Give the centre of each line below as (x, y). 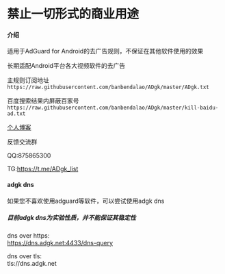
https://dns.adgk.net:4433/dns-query (60, 242)
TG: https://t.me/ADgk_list (43, 169)
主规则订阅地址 (28, 80)
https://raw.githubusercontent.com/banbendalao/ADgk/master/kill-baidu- (113, 108)
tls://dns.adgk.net (32, 263)
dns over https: (28, 235)
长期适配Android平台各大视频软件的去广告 (66, 66)
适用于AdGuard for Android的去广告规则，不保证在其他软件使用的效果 (105, 51)
